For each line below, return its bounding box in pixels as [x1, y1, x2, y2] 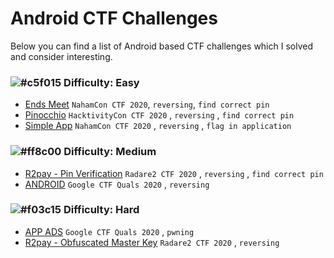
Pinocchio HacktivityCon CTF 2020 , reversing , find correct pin [24, 109, 295, 121]
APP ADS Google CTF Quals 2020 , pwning [24, 225, 195, 237]
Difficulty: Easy [63, 75, 140, 89]
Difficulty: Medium [63, 145, 157, 159]
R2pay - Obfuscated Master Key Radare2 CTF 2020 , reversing [24, 236, 280, 248]
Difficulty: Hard [63, 203, 140, 217]
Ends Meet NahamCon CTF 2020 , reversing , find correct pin [24, 98, 270, 111]
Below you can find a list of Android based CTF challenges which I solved [10, 40, 313, 52]
